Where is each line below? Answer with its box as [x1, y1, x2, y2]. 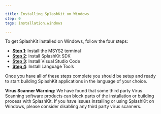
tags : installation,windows [5, 21, 63, 26]
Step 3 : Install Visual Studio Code [12, 58, 80, 64]
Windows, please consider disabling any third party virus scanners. [5, 104, 142, 110]
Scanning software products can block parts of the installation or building [5, 93, 154, 99]
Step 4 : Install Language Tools [12, 63, 74, 69]
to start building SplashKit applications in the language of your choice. [5, 78, 148, 84]
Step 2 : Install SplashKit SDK [12, 53, 71, 59]
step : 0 [5, 16, 21, 21]
